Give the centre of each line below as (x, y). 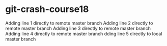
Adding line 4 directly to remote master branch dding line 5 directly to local (84, 33)
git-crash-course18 (47, 9)
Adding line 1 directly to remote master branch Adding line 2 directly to (79, 23)
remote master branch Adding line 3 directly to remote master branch (78, 28)
